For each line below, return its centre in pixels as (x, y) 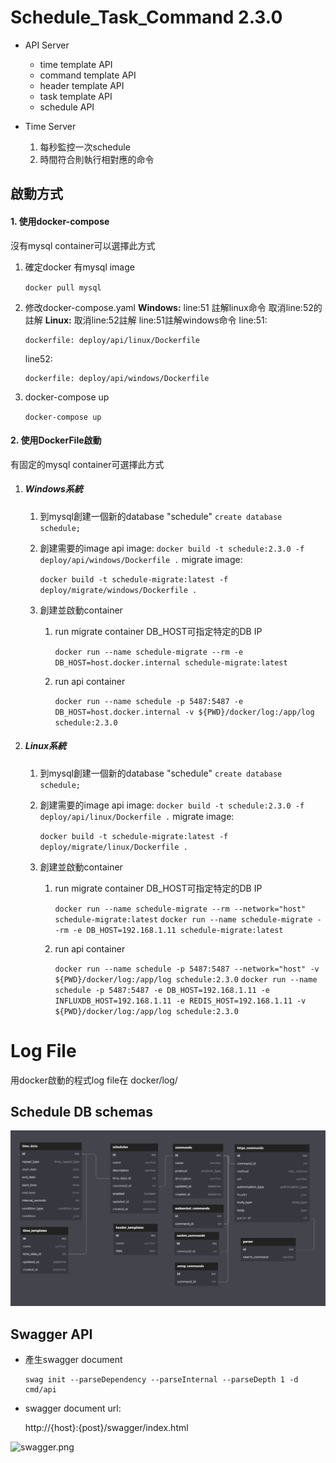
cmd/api (40, 1390)
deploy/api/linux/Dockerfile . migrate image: (137, 816)
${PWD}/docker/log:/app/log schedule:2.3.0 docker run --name (186, 979)
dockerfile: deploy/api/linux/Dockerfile (112, 340)
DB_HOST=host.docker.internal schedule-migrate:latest (171, 662)
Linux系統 (45, 746)
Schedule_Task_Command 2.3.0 (146, 17)
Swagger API (51, 1334)
